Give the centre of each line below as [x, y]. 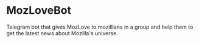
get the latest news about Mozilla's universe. [62, 33]
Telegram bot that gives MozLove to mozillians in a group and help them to [100, 27]
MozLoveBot [39, 10]
